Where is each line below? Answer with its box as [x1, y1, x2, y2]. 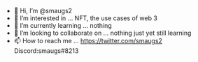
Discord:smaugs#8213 [13, 47, 79, 55]
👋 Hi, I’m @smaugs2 [13, 7, 72, 15]
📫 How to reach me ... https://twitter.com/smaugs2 [13, 37, 163, 45]
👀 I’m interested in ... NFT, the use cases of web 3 [13, 14, 157, 22]
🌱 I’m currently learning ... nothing [13, 22, 112, 29]
